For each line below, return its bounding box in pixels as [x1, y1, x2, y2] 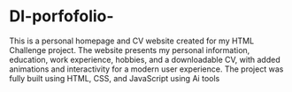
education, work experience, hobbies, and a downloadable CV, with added [9, 54, 280, 65]
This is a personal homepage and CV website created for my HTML [9, 35, 255, 46]
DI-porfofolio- [9, 6, 114, 27]
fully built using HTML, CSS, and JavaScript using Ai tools [9, 73, 220, 83]
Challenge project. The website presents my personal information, [9, 44, 250, 55]
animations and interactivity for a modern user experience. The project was [9, 64, 284, 74]
